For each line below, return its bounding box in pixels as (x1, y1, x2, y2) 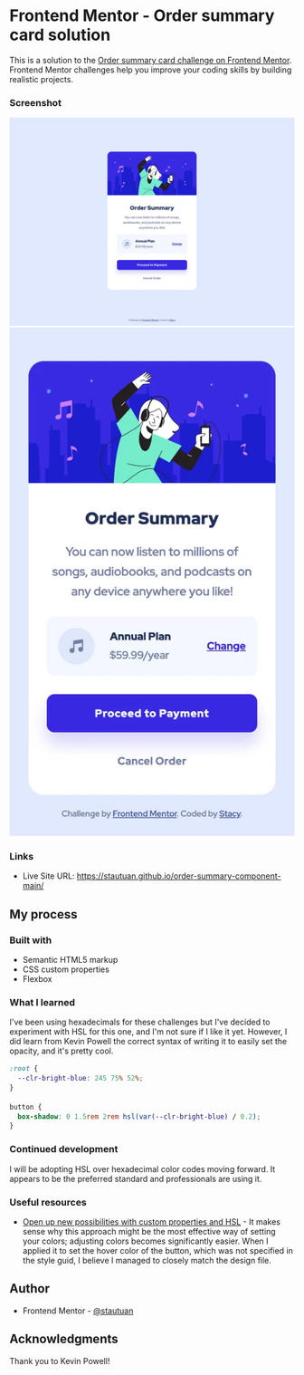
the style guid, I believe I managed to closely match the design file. (22, 1255, 271, 1265)
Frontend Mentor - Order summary (9, 5, 275, 26)
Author (9, 1281, 50, 1296)
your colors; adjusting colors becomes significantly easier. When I (22, 1236, 269, 1246)
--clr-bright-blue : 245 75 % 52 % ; (17, 1074, 144, 1083)
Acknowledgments (9, 1332, 119, 1347)
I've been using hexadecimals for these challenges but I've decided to (9, 1016, 271, 1028)
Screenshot (9, 96, 62, 109)
